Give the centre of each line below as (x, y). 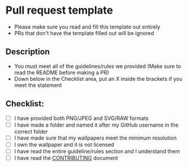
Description (28, 52)
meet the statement (38, 85)
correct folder (31, 131)
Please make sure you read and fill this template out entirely (87, 27)
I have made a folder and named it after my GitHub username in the (96, 125)
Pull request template (59, 10)
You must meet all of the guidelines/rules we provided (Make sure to (98, 66)
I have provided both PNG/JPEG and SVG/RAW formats (81, 118)
